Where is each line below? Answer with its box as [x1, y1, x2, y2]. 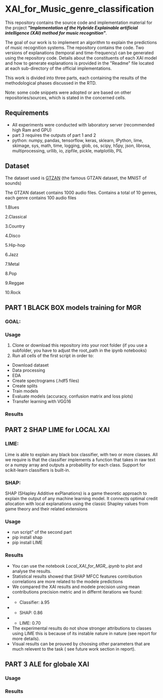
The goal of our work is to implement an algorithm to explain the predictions [5, 39, 157, 45]
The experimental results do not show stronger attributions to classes [12, 625, 152, 631]
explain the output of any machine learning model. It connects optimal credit [5, 496, 158, 502]
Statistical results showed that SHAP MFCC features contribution [12, 573, 143, 579]
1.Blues [5, 204, 19, 210]
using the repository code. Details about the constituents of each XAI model [5, 55, 157, 61]
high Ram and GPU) [12, 127, 52, 133]
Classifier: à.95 [19, 599, 50, 605]
